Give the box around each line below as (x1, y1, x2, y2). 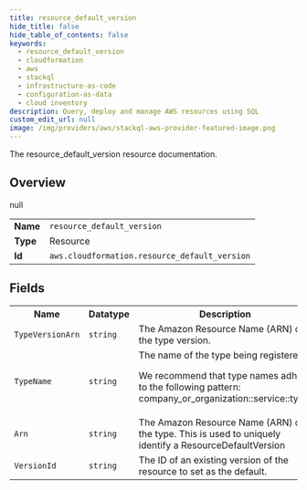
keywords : (9, 38, 48, 48)
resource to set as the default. (138, 464, 268, 477)
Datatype (88, 308, 131, 320)
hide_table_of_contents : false (9, 30, 129, 39)
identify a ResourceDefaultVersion (138, 439, 286, 452)
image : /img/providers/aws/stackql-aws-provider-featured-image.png (9, 124, 276, 133)
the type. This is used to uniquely (138, 427, 281, 440)
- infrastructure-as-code (17, 81, 117, 90)
